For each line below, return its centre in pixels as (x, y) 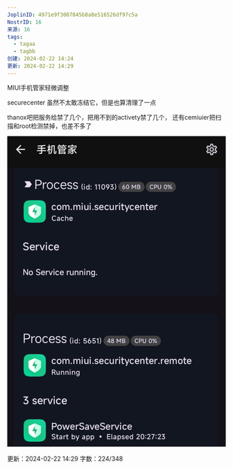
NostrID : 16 (24, 22)
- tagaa (25, 44)
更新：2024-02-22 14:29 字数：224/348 (65, 459)
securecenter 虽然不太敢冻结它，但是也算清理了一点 (82, 102)
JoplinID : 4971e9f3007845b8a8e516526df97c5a (72, 15)
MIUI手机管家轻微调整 (38, 88)
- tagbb (25, 51)
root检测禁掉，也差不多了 (55, 126)
